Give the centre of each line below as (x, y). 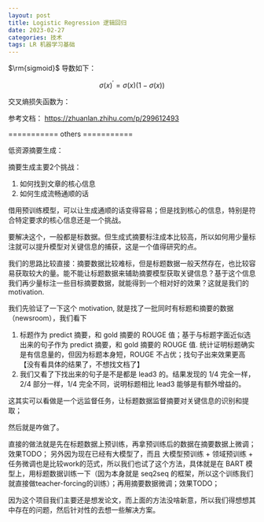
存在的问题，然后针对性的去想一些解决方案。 (87, 509)
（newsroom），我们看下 (48, 318)
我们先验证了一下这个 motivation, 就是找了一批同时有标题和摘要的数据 (121, 308)
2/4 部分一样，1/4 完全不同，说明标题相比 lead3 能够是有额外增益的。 (132, 383)
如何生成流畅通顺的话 (54, 193)
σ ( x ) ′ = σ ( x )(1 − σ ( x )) (132, 85)
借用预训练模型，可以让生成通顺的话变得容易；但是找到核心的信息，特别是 (128, 210)
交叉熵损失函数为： (39, 101)
